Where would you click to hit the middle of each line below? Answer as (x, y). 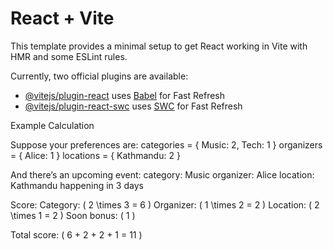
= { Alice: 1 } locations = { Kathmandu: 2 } (95, 155)
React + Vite (62, 18)
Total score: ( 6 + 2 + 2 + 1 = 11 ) (76, 234)
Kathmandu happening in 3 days (77, 185)
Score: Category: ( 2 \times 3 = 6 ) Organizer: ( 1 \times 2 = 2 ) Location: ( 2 (165, 204)
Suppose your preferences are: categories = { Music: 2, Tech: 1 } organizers (166, 144)
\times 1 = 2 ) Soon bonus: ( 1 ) (73, 215)
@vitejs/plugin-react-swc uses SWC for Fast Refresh (133, 106)
